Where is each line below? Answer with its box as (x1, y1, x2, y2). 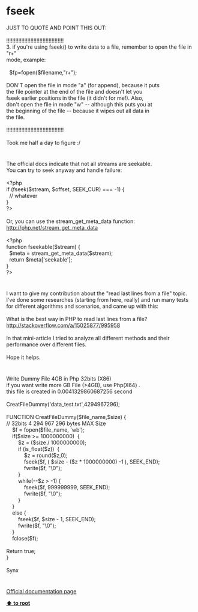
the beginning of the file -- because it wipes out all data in (6, 107, 150, 114)
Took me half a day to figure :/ (6, 139, 81, 146)
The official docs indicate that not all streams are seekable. (6, 161, 152, 168)
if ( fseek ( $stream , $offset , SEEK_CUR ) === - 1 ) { (6, 186, 125, 193)
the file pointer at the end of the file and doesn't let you (6, 88, 143, 95)
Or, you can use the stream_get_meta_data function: (6, 218, 135, 225)
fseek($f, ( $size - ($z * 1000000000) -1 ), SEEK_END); (23, 458, 160, 465)
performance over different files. (6, 341, 87, 348)
